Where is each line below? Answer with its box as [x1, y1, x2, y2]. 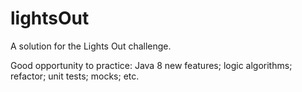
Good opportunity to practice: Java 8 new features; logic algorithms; [10, 59, 293, 71]
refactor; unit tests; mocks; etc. [10, 70, 140, 82]
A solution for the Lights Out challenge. [10, 40, 172, 52]
